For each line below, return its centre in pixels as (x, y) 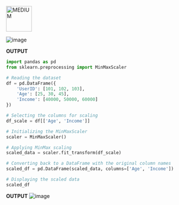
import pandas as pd (31, 62)
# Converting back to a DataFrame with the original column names (89, 164)
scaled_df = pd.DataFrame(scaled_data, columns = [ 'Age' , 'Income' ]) (90, 169)
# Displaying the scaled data (43, 179)
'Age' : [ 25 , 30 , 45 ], (43, 94)
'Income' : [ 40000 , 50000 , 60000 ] (57, 100)
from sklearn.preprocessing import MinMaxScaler (66, 67)
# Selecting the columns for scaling (52, 116)
